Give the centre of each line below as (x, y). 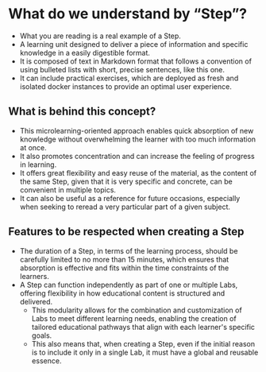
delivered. (36, 301)
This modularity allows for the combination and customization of (137, 310)
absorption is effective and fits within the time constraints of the (124, 268)
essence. (46, 360)
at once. (33, 147)
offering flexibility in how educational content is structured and (122, 293)
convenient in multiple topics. (68, 190)
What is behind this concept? (82, 112)
